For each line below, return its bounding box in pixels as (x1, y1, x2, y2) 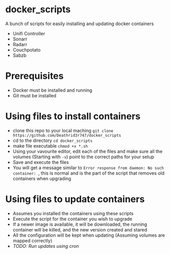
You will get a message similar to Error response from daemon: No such (12, 164, 164, 171)
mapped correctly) (12, 237, 52, 244)
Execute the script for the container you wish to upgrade (12, 216, 133, 222)
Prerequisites (5, 70, 64, 82)
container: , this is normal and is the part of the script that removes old (12, 170, 165, 176)
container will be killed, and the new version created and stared (12, 226, 147, 232)
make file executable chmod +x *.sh (12, 142, 88, 149)
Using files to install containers (5, 111, 141, 122)
